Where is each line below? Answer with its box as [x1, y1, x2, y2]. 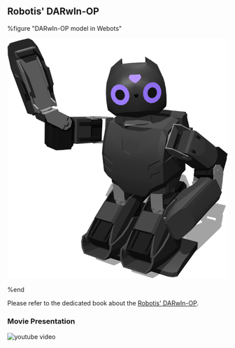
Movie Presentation [7, 317, 76, 326]
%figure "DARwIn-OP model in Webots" [7, 24, 122, 32]
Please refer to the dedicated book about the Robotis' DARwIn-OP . [7, 299, 199, 307]
